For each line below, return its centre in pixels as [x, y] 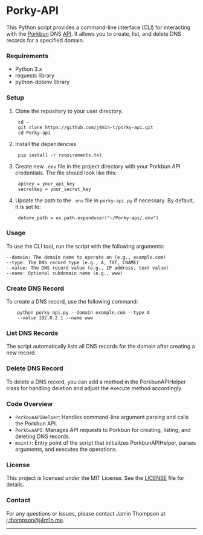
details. [15, 485]
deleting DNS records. [43, 436]
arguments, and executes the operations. [66, 450]
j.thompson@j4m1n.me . [35, 520]
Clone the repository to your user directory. [69, 111]
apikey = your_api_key [47, 184]
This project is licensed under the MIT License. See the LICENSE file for [95, 478]
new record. [21, 353]
